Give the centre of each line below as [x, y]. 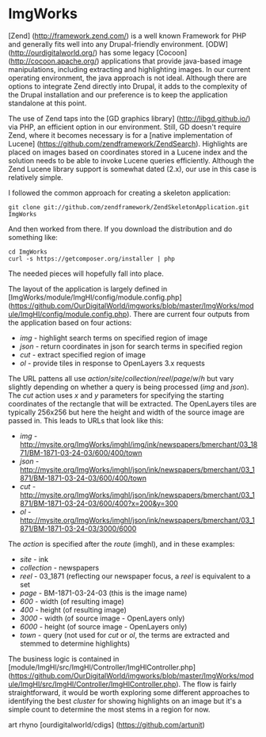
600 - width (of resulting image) [72, 601]
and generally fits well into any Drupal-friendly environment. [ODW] [118, 44]
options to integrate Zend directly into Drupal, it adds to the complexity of [128, 86]
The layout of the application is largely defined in [88, 288]
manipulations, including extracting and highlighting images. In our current [129, 69]
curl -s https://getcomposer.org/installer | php [92, 258]
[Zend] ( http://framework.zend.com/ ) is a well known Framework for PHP [127, 36]
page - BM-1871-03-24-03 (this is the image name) [103, 593]
